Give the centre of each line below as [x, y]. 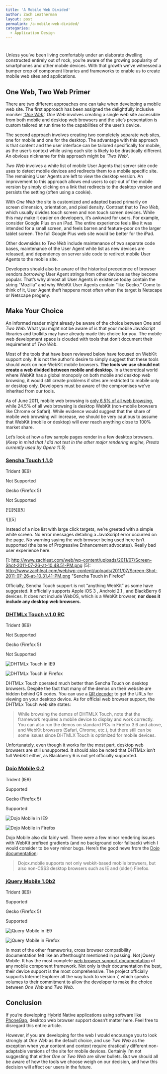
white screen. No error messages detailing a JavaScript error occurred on [81, 535]
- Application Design [33, 33]
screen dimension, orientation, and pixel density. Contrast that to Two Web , [83, 207]
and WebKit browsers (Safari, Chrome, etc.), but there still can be [85, 730]
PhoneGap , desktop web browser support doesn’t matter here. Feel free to [82, 1020]
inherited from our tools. [30, 391]
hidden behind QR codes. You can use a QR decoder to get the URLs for [80, 694]
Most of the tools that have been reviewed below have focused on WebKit [81, 354]
